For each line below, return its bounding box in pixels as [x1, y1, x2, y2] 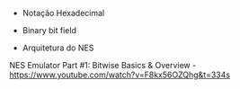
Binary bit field [22, 25, 76, 35]
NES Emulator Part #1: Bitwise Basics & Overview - [9, 60, 197, 70]
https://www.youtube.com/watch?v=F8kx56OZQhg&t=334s [9, 69, 231, 80]
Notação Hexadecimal [22, 8, 105, 18]
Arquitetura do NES [22, 42, 94, 53]
